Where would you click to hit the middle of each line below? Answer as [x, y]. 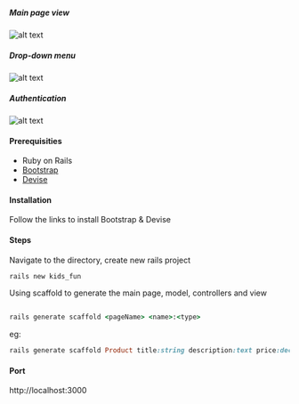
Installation [30, 199]
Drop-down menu [43, 55]
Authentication [38, 98]
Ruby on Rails [47, 161]
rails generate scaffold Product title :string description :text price [143, 351]
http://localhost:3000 [48, 391]
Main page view [39, 12]
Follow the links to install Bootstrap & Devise [90, 220]
